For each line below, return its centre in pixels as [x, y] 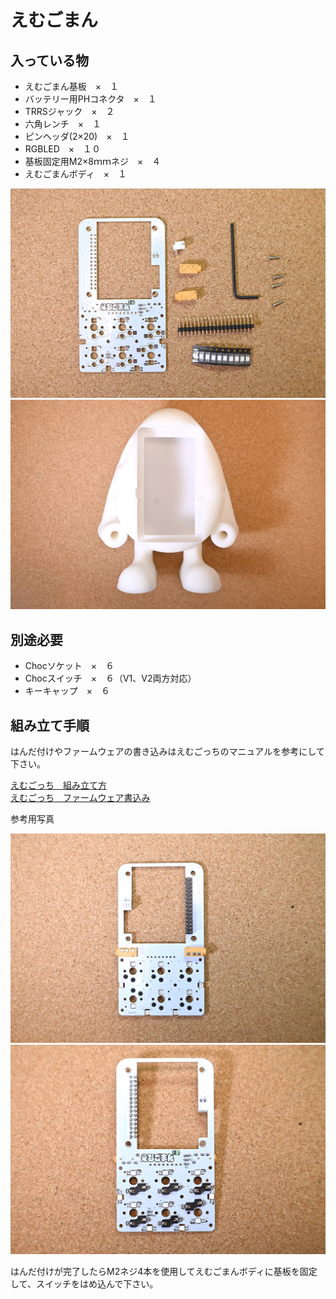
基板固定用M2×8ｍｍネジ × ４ [93, 161]
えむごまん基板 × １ [72, 86]
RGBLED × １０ [63, 149]
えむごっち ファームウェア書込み [80, 797]
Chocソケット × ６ [69, 666]
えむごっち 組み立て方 [58, 785]
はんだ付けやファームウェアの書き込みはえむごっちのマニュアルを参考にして [167, 751]
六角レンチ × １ [63, 124]
